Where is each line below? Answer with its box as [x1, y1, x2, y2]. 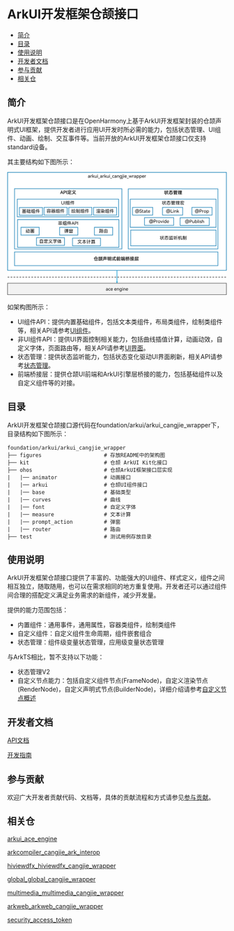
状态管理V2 [17, 667, 50, 676]
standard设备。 [7, 142, 52, 151]
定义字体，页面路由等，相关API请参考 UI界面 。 [17, 343, 150, 352]
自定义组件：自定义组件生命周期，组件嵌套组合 [17, 629, 152, 638]
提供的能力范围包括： [7, 606, 68, 614]
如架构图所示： [7, 303, 50, 311]
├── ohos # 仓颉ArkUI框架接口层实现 [7, 467, 173, 474]
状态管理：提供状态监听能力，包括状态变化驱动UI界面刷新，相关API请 [17, 352, 217, 361]
